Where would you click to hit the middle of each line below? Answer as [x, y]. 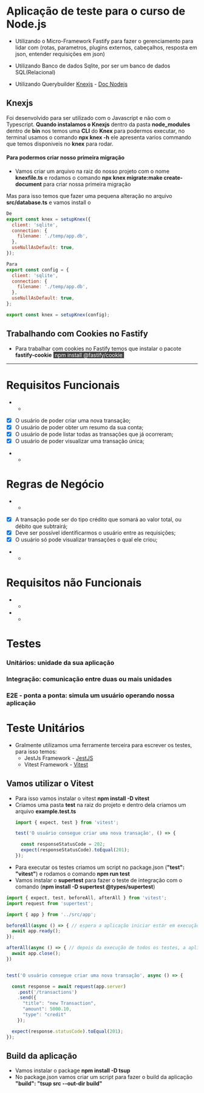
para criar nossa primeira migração [87, 184]
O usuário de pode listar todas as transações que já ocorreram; [94, 434]
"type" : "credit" [44, 1015]
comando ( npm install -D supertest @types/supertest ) [85, 887]
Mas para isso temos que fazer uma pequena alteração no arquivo [89, 195]
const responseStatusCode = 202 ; [63, 845]
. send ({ [27, 998]
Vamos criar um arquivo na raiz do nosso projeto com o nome [92, 171]
